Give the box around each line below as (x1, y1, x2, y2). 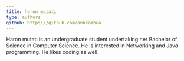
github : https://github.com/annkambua (6, 20, 101, 25)
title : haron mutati (6, 8, 57, 15)
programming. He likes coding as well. (6, 49, 99, 56)
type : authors (6, 14, 41, 20)
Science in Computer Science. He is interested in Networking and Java (6, 42, 179, 49)
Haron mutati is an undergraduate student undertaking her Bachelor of (6, 36, 178, 43)
